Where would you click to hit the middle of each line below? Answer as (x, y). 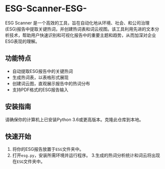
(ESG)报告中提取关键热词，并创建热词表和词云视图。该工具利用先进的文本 (80, 29)
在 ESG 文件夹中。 (29, 162)
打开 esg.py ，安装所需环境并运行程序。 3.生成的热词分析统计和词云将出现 (86, 155)
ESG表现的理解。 (22, 41)
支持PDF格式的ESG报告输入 (40, 90)
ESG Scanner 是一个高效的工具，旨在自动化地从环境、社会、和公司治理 (77, 23)
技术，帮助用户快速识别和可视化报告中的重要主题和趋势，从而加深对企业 (82, 35)
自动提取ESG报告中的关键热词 (42, 71)
